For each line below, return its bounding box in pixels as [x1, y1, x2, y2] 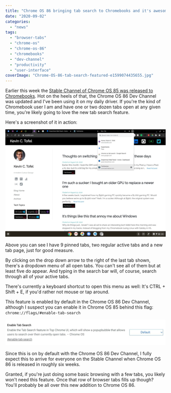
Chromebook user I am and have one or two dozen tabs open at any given [5, 104, 161, 110]
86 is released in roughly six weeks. [5, 361, 80, 367]
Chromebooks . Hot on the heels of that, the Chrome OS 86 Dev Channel [5, 93, 157, 99]
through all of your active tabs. [5, 273, 70, 280]
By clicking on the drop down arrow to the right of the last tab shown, [5, 257, 151, 263]
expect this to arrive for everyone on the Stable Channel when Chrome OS [5, 356, 161, 362]
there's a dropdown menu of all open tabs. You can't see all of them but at [5, 263, 161, 269]
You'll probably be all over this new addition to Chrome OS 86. [5, 382, 136, 388]
